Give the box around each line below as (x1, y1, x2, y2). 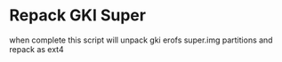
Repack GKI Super (9, 5, 147, 26)
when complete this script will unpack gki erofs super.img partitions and (9, 35, 273, 45)
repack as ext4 (9, 43, 64, 54)
